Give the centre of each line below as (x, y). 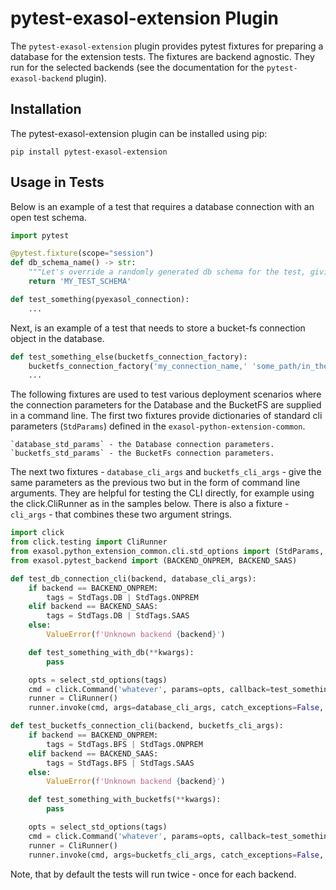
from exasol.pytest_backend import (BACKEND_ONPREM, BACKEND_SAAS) (154, 560)
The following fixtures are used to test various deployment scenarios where (166, 394)
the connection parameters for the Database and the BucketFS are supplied (166, 405)
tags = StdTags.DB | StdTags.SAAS (118, 616)
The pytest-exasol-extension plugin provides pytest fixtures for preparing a (167, 46)
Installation (46, 109)
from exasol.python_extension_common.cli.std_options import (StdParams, (167, 552)
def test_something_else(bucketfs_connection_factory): (129, 357)
